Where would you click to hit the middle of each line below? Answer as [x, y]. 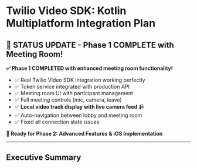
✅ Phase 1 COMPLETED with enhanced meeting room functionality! [89, 68]
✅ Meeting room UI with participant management [74, 93]
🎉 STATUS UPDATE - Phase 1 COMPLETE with [90, 45]
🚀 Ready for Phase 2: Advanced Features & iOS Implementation [84, 134]
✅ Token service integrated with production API [72, 87]
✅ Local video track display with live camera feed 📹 [79, 107]
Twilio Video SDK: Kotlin [66, 11]
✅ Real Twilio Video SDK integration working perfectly [80, 80]
